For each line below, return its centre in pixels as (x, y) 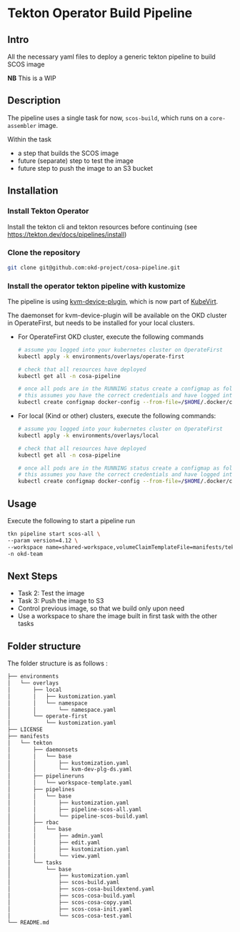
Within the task (30, 139)
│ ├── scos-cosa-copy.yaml (70, 902)
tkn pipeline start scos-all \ (54, 534)
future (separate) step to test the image (76, 160)
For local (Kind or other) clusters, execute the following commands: (117, 416)
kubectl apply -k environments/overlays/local (88, 435)
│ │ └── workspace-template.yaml (70, 783)
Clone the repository (44, 253)
